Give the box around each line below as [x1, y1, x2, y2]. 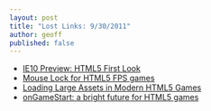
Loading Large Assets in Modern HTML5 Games [22, 82, 202, 93]
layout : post [9, 13, 59, 23]
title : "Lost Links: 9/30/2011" [9, 22, 131, 31]
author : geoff [9, 30, 63, 39]
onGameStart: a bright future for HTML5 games [22, 92, 199, 103]
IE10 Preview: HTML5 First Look [22, 63, 142, 74]
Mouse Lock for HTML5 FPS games [22, 73, 155, 84]
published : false [9, 38, 75, 48]
